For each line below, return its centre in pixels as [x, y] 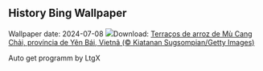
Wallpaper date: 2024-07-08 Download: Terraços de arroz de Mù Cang [130, 33]
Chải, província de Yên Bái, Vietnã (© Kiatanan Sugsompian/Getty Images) [131, 42]
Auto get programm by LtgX [54, 58]
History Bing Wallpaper [68, 13]
